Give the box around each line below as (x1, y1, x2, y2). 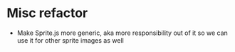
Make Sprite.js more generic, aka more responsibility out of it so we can (16, 28, 229, 37)
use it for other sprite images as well (16, 36, 124, 44)
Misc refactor (6, 5, 88, 21)
